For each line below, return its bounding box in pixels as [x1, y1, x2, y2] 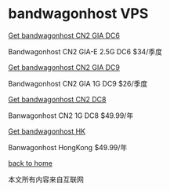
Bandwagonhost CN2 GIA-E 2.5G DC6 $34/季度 [8, 46, 163, 56]
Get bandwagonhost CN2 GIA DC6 [8, 31, 120, 40]
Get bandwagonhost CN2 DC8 [8, 94, 107, 104]
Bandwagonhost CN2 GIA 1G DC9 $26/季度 [8, 79, 148, 88]
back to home [8, 158, 53, 167]
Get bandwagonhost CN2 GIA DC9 [8, 62, 120, 72]
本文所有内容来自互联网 [8, 174, 84, 184]
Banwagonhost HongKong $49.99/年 [8, 142, 128, 152]
